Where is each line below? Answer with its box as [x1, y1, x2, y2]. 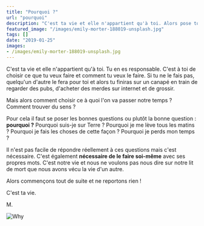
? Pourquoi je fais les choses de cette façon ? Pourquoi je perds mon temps [6, 127, 195, 135]
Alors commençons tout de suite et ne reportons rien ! [6, 177, 141, 185]
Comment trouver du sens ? [6, 103, 76, 110]
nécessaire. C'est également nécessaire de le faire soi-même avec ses [6, 152, 186, 160]
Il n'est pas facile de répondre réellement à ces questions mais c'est [6, 146, 177, 153]
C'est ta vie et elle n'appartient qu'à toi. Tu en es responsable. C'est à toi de [6, 65, 196, 72]
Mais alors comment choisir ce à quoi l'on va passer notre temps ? [6, 96, 172, 104]
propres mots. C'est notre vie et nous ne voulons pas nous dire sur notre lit [6, 159, 194, 166]
